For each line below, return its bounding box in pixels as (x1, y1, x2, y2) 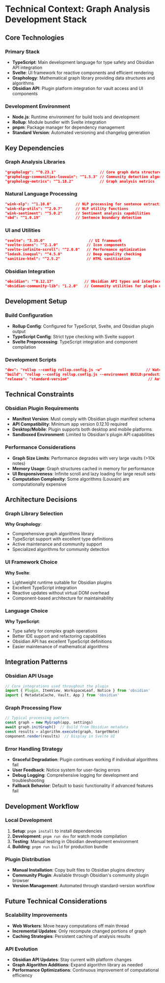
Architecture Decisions (5, 495, 78, 504)
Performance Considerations (5, 444, 76, 451)
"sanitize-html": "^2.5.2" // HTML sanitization (5, 256, 131, 261)
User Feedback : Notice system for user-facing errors (12, 767, 120, 773)
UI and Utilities (5, 227, 41, 234)
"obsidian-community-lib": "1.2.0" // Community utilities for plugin (5, 284, 157, 289)
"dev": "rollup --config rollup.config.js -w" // (5, 367, 151, 372)
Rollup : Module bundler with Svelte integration (12, 119, 107, 125)
